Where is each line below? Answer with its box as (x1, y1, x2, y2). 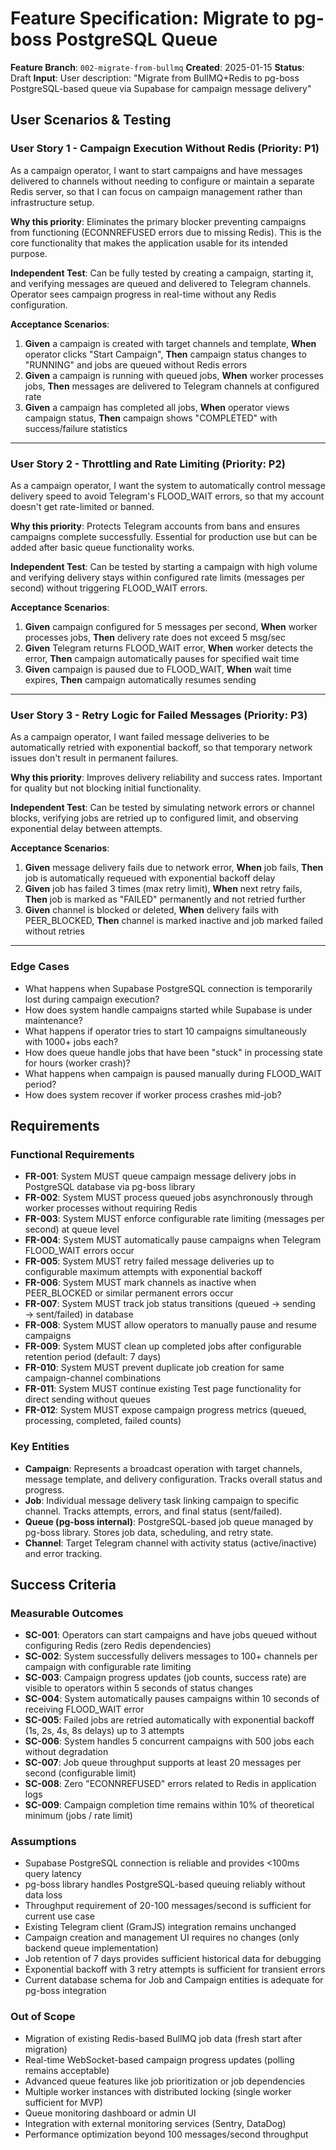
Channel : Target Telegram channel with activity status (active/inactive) (24, 1537, 317, 1549)
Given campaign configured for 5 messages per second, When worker (24, 620, 318, 632)
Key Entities (10, 1440, 70, 1454)
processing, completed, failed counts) (24, 1415, 182, 1427)
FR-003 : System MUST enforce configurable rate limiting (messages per (24, 1213, 325, 1225)
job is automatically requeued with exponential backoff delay (24, 872, 276, 884)
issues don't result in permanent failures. (10, 752, 179, 764)
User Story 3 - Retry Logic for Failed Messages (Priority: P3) (10, 708, 308, 722)
